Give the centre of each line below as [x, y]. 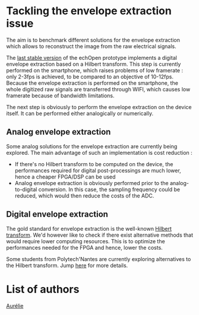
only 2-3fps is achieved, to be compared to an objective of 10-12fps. [90, 77]
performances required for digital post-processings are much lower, [98, 170]
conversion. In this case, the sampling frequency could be [109, 189]
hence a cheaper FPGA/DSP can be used [65, 177]
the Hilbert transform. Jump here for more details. [67, 265]
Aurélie [15, 306]
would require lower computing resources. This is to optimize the [86, 241]
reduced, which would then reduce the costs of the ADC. [84, 195]
